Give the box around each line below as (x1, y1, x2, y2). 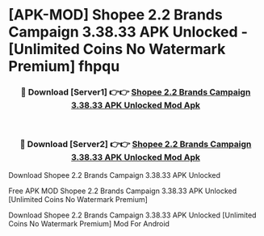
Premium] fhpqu (8, 57, 120, 76)
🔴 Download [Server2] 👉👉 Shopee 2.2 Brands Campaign (19, 139, 252, 150)
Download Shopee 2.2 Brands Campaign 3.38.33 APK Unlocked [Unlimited (8, 210, 257, 220)
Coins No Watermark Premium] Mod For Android (8, 218, 170, 228)
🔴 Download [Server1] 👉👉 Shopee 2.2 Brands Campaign (20, 86, 251, 98)
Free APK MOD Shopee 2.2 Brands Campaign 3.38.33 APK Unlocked (8, 186, 237, 196)
